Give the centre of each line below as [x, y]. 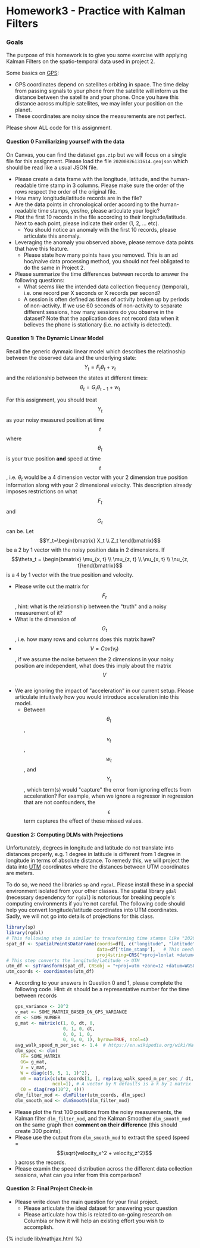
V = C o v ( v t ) [104, 649]
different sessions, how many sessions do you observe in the [99, 312]
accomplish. [39, 1227]
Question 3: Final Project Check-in [50, 1188]
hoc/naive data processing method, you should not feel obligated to [107, 261]
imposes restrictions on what [42, 491]
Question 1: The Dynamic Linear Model [55, 338]
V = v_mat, [34, 1068]
